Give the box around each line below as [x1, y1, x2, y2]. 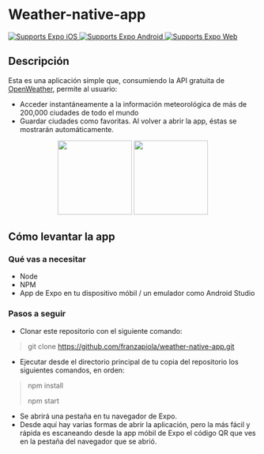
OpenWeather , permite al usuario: [8, 84, 118, 93]
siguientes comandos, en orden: [19, 365, 125, 375]
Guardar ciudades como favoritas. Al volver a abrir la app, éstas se [19, 116, 237, 126]
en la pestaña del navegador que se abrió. [19, 437, 157, 446]
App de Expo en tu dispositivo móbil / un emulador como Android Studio [19, 289, 255, 298]
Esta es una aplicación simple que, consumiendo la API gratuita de [8, 75, 225, 85]
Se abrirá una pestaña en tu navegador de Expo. [19, 411, 178, 421]
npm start [27, 395, 59, 405]
